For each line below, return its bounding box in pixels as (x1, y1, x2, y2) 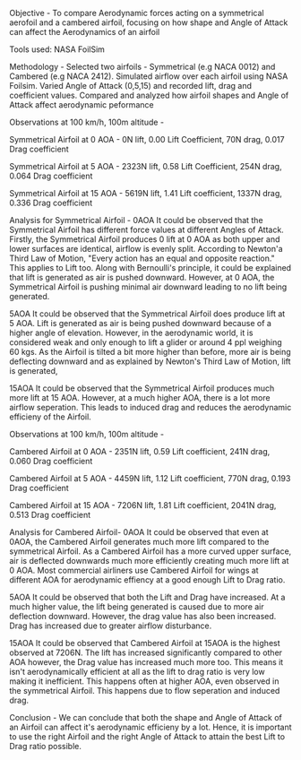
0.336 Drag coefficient (9, 197, 92, 208)
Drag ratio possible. (9, 741, 82, 751)
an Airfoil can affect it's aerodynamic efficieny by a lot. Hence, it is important (9, 721, 292, 732)
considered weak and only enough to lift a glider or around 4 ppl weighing (9, 337, 282, 348)
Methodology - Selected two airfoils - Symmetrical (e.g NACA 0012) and (9, 62, 276, 72)
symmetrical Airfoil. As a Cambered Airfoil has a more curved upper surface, (9, 546, 292, 557)
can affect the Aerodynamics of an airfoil (9, 27, 160, 37)
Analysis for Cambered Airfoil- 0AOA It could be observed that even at (9, 527, 269, 537)
